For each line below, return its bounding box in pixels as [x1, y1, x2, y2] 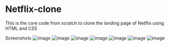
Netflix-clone [5, 3, 62, 15]
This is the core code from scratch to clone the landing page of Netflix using [5, 20, 164, 26]
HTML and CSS [5, 25, 37, 31]
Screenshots [5, 35, 32, 41]
